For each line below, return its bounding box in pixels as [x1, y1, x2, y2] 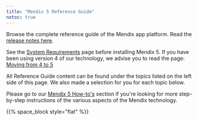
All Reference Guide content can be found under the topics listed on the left [6, 72, 192, 79]
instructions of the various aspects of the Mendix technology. [26, 96, 178, 104]
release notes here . [6, 37, 54, 44]
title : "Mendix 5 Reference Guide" [6, 8, 95, 15]
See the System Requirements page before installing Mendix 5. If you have [6, 48, 190, 55]
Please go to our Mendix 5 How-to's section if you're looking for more [6, 90, 178, 97]
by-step [6, 96, 26, 104]
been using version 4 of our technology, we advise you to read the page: [6, 55, 185, 62]
